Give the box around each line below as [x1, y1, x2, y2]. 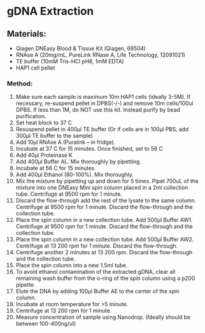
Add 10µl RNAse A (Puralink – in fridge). [15, 138, 115, 146]
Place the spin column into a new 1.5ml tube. [15, 262, 128, 269]
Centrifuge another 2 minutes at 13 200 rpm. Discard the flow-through [15, 249, 193, 256]
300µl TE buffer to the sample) [15, 132, 93, 140]
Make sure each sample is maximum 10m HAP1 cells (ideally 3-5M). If [15, 93, 191, 101]
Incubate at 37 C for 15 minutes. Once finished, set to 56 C [15, 145, 164, 152]
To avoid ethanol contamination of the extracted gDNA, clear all [15, 268, 176, 276]
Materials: [7, 29, 46, 39]
